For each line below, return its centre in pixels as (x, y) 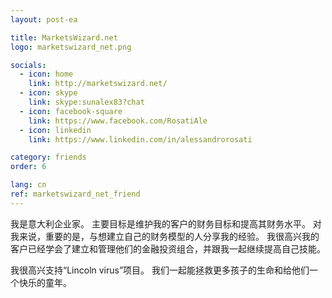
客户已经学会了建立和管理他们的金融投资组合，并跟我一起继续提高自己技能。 (168, 248)
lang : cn (28, 185)
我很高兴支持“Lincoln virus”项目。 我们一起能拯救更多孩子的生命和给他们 (160, 270)
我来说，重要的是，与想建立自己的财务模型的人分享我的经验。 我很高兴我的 (165, 236)
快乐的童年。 (45, 282)
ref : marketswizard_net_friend (75, 194)
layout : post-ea (44, 19)
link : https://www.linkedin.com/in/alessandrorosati (140, 139)
